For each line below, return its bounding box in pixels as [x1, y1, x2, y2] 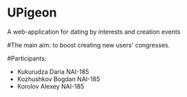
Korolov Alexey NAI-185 [16, 82, 85, 90]
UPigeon [7, 5, 57, 21]
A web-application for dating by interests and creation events [7, 28, 181, 36]
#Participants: [7, 54, 47, 63]
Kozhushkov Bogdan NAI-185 [16, 74, 100, 83]
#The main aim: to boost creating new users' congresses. [7, 41, 170, 49]
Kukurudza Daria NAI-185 [16, 67, 89, 76]
